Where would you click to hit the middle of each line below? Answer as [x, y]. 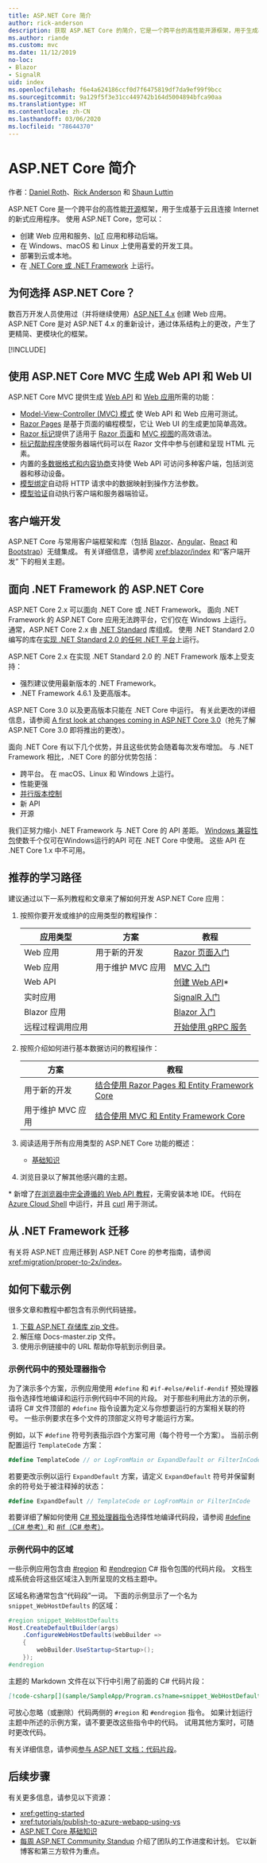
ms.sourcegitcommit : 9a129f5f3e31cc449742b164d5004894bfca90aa [115, 97]
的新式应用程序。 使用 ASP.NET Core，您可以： [86, 219]
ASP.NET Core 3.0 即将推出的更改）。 [69, 729]
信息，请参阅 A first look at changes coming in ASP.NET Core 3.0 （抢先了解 [132, 720]
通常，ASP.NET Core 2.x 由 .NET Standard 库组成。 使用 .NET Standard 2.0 [132, 629]
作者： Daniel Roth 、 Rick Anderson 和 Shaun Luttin [91, 192]
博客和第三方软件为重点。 [62, 1851]
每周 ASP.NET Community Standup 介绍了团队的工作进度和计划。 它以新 [138, 1841]
